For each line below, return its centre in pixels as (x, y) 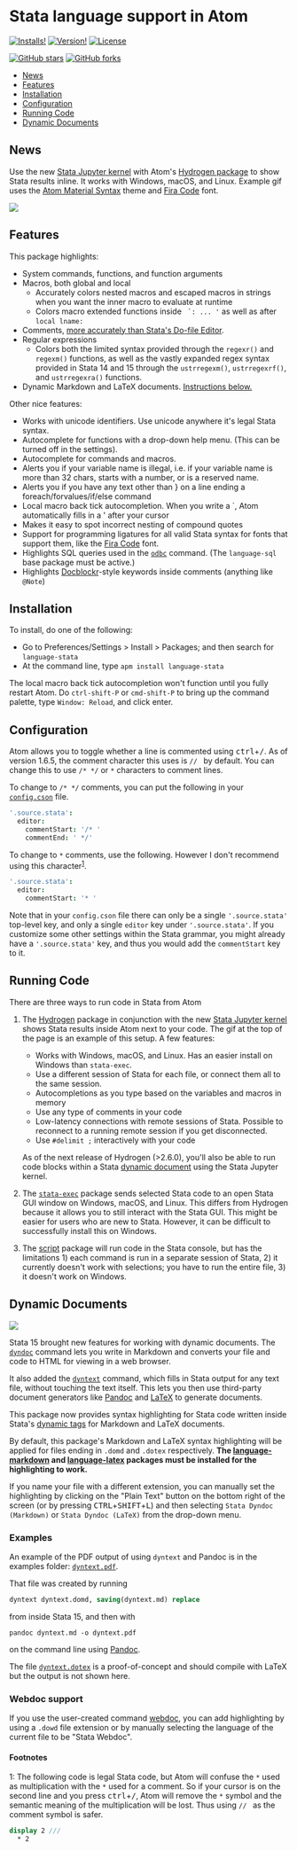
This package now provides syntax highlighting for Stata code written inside (148, 1414)
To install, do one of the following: (71, 630)
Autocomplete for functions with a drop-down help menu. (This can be (151, 440)
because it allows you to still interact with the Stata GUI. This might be (149, 1212)
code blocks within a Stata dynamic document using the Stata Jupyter (150, 1167)
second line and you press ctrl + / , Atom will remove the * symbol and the (145, 1796)
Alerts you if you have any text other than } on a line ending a (133, 487)
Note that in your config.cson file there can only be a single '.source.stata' (148, 915)
